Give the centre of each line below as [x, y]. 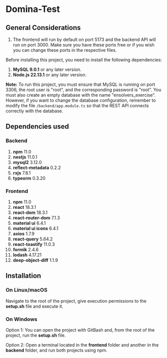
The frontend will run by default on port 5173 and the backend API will [84, 39]
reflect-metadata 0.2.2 [37, 168]
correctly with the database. [35, 111]
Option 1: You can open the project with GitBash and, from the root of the [80, 330]
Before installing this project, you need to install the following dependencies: [84, 60]
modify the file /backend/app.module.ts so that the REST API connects [77, 105]
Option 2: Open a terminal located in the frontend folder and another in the [82, 345]
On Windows [22, 319]
